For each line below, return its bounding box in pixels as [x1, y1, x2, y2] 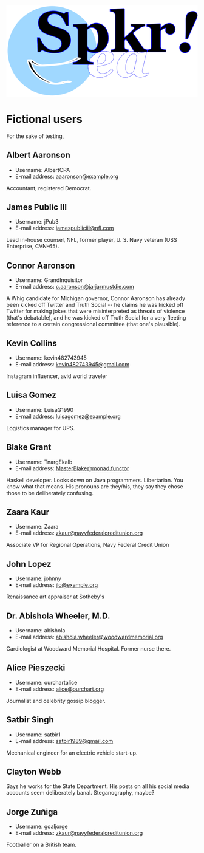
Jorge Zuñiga [6, 807, 58, 817]
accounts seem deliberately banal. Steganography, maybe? [6, 789, 155, 796]
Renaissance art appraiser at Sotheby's [6, 593, 105, 600]
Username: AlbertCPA [15, 166, 70, 173]
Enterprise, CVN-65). [6, 242, 59, 250]
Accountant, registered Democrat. [6, 184, 92, 191]
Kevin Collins [6, 338, 58, 348]
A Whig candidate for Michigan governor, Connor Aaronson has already [6, 295, 185, 302]
